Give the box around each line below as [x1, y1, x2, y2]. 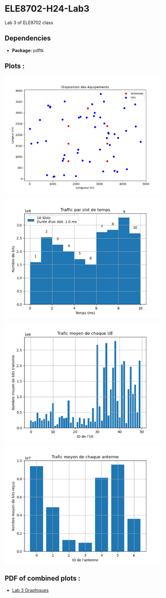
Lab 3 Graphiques [11, 587, 49, 593]
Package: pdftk [11, 47, 44, 53]
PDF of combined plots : [4, 574, 81, 582]
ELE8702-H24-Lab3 [4, 3, 90, 15]
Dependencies [4, 34, 51, 43]
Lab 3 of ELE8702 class [4, 20, 53, 26]
